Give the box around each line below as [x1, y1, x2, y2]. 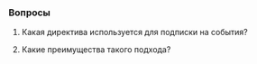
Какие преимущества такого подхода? [21, 44, 171, 55]
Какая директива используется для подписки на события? [21, 27, 249, 38]
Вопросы [8, 6, 51, 19]
